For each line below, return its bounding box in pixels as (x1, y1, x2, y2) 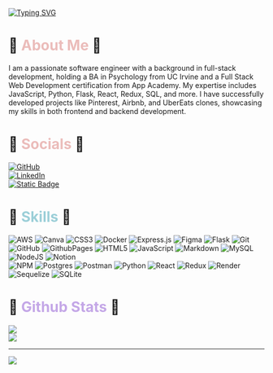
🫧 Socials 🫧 (8, 135, 85, 154)
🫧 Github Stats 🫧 (8, 298, 120, 316)
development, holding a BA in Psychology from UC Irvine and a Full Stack (8, 72, 254, 81)
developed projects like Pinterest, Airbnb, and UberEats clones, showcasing (8, 98, 262, 108)
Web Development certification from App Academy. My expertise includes (8, 80, 258, 90)
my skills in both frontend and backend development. (8, 106, 187, 116)
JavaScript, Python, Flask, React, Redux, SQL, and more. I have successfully (8, 89, 264, 99)
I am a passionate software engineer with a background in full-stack (8, 63, 236, 72)
